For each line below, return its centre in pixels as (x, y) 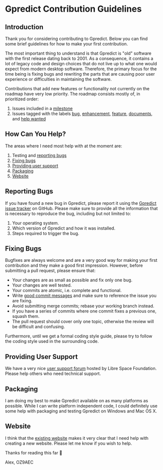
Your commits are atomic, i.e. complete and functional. (67, 291)
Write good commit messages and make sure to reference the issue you (84, 295)
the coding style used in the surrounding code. (52, 341)
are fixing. (22, 301)
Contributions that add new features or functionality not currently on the (77, 88)
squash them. (26, 316)
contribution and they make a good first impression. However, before (74, 265)
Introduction (24, 27)
